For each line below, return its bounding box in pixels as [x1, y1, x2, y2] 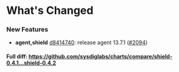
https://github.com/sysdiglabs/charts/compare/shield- [28, 53, 172, 61]
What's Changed [6, 4, 94, 18]
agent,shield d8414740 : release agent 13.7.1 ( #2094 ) [15, 39, 148, 46]
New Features [6, 25, 49, 34]
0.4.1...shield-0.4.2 [6, 59, 57, 67]
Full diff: [6, 53, 28, 61]
